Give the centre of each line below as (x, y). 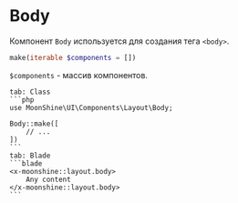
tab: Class (30, 92)
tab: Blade (30, 156)
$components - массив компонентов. (79, 75)
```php (22, 100)
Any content (48, 179)
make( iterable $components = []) (73, 57)
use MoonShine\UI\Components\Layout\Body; (91, 107)
